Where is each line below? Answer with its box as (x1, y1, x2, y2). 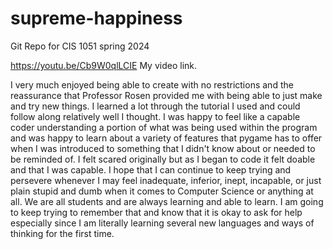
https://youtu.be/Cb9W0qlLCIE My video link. (10, 59, 198, 71)
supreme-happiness (10, 7, 183, 30)
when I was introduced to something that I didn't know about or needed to (10, 142, 316, 154)
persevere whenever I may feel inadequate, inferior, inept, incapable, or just (10, 174, 322, 186)
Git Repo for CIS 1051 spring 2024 (10, 40, 150, 52)
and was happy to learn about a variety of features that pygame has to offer (10, 132, 323, 144)
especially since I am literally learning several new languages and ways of (10, 217, 315, 229)
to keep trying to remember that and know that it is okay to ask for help (10, 206, 303, 218)
